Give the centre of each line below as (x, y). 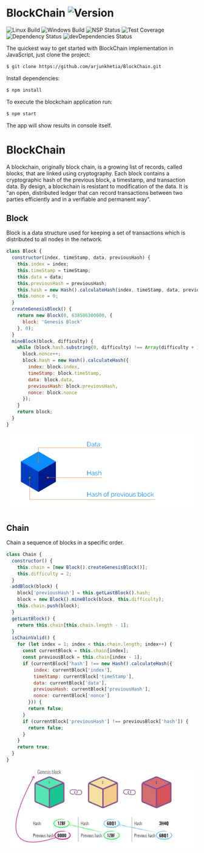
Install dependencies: (33, 78)
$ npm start (21, 114)
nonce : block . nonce (53, 393)
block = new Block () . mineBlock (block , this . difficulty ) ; (91, 600)
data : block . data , (51, 380)
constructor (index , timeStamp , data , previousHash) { (81, 258)
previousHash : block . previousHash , (73, 386)
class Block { (24, 251)
